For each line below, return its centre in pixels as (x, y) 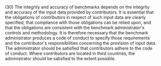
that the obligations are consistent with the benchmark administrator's (75, 28)
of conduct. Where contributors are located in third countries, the (70, 53)
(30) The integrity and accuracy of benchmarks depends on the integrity (77, 7)
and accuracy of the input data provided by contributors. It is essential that (79, 12)
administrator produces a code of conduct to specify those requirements (77, 38)
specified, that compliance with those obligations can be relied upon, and (78, 22)
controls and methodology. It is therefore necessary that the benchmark (77, 33)
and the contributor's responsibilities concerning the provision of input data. (81, 43)
